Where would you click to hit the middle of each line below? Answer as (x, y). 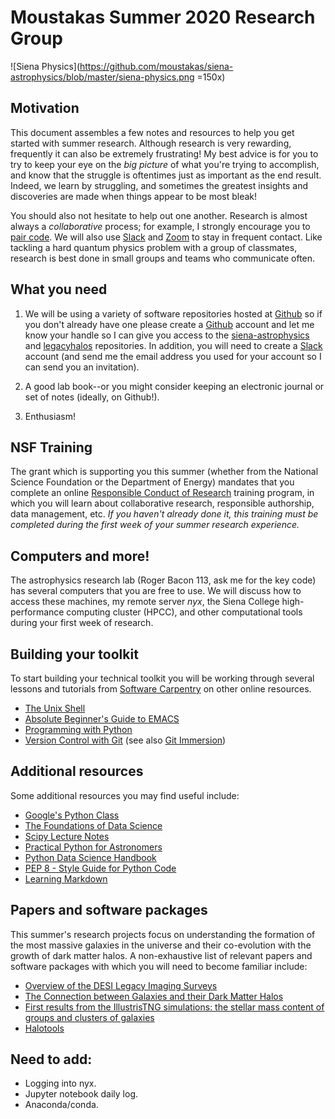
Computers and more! (80, 556)
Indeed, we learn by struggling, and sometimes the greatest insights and (159, 185)
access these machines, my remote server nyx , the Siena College (145, 602)
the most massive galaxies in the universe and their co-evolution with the (161, 945)
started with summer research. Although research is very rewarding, (151, 143)
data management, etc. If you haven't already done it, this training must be (164, 514)
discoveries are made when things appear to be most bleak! (134, 196)
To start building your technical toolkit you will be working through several (162, 678)
